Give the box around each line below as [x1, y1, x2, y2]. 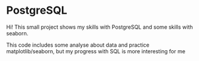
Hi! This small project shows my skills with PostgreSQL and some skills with [6, 23, 194, 30]
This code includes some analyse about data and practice [6, 41, 150, 48]
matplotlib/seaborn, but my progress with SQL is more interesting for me [6, 47, 186, 54]
